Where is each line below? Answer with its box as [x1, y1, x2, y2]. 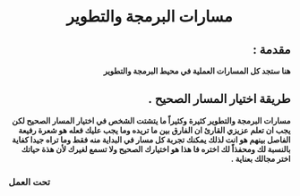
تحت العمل [8, 175, 51, 188]
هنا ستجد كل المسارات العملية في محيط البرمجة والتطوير [103, 65, 291, 76]
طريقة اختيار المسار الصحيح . [148, 91, 291, 107]
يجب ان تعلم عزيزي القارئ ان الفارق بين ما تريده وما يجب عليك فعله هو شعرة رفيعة [18, 124, 291, 135]
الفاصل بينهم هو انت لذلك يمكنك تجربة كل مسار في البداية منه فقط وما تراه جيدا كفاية [12, 134, 291, 145]
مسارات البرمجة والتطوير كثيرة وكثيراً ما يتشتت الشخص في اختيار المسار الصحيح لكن [12, 115, 291, 126]
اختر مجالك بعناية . [230, 153, 291, 164]
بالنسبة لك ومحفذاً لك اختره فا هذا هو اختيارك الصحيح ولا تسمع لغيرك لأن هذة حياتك [21, 143, 291, 154]
